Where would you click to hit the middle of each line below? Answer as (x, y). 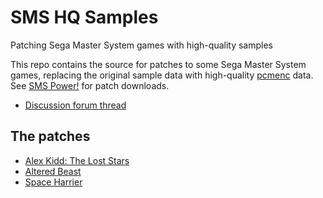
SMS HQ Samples (84, 17)
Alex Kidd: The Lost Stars (77, 160)
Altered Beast (53, 171)
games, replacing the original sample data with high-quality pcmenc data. (162, 75)
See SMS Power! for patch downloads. (90, 85)
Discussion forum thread (75, 105)
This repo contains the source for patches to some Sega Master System (158, 64)
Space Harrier (53, 182)
